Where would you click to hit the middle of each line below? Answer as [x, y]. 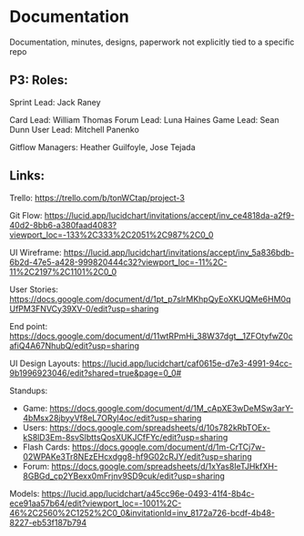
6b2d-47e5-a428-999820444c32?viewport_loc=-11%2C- [118, 262]
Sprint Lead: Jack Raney [56, 102]
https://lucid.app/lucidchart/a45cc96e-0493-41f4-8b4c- [148, 493]
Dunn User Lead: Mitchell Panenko [74, 129]
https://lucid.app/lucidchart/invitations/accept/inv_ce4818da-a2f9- [169, 215]
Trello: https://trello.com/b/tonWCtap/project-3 [97, 197]
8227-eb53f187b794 [48, 522]
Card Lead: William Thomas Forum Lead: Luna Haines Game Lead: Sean [144, 119]
